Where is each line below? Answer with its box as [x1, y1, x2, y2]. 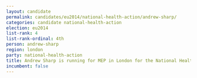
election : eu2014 [6, 25, 49, 31]
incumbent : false [6, 63, 49, 69]
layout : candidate [6, 8, 51, 15]
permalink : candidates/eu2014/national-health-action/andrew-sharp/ [6, 14, 177, 20]
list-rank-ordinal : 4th [6, 36, 64, 42]
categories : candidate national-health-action [6, 19, 122, 25]
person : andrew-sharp [6, 42, 59, 48]
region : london [6, 47, 43, 53]
